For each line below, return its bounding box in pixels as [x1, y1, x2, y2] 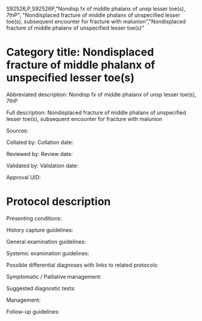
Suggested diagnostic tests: [6, 284, 76, 291]
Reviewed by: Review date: [6, 150, 74, 157]
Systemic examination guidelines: [6, 249, 89, 257]
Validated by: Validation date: [6, 162, 78, 169]
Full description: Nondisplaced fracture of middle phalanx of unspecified [6, 108, 186, 116]
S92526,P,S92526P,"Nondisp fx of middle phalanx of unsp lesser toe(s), [6, 5, 186, 12]
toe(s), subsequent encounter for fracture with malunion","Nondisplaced [6, 18, 186, 25]
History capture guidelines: [6, 226, 74, 234]
